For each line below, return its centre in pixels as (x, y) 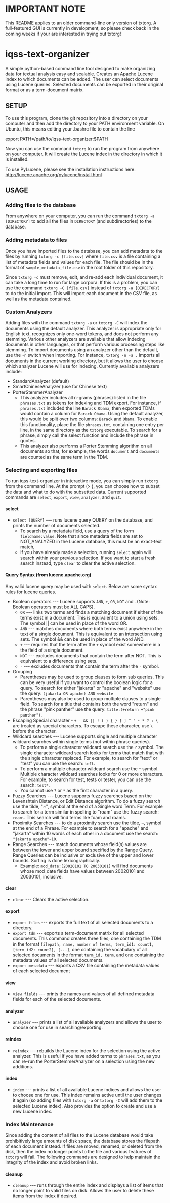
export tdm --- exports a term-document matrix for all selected (78, 933)
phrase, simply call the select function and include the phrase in (87, 435)
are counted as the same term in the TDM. (64, 457)
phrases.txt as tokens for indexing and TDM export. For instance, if (91, 403)
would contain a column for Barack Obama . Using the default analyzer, (92, 413)
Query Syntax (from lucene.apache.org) (48, 575)
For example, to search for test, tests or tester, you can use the (86, 779)
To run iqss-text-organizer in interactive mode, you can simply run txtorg (82, 481)
